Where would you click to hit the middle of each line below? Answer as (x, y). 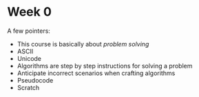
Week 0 (29, 12)
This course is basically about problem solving (83, 44)
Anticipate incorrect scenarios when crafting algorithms (96, 73)
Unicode (29, 58)
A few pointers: (29, 31)
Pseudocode (35, 80)
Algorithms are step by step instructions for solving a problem (105, 66)
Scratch (28, 87)
